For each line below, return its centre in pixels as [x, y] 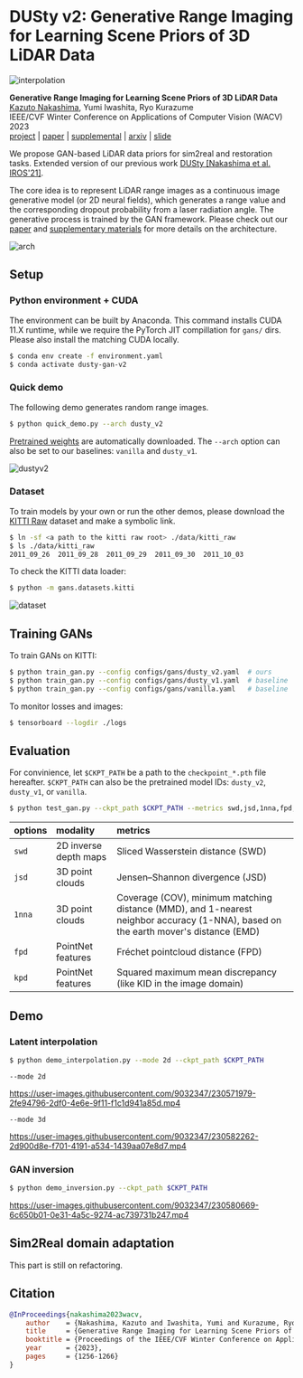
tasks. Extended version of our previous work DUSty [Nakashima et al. [140, 163]
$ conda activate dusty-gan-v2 [68, 364]
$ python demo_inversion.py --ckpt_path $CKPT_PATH [108, 1188]
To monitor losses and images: [66, 706]
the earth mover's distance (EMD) [188, 931]
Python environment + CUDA [74, 300]
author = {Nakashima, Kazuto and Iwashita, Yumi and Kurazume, [153, 1323]
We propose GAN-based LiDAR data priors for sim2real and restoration [141, 153]
